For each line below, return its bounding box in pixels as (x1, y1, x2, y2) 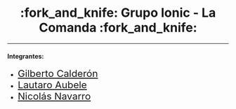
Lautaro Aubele (17, 79, 88, 92)
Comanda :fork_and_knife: (38, 20, 198, 36)
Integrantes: (7, 52, 44, 60)
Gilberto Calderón (17, 68, 98, 80)
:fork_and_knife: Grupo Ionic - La (20, 5, 216, 21)
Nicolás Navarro (17, 90, 91, 103)
